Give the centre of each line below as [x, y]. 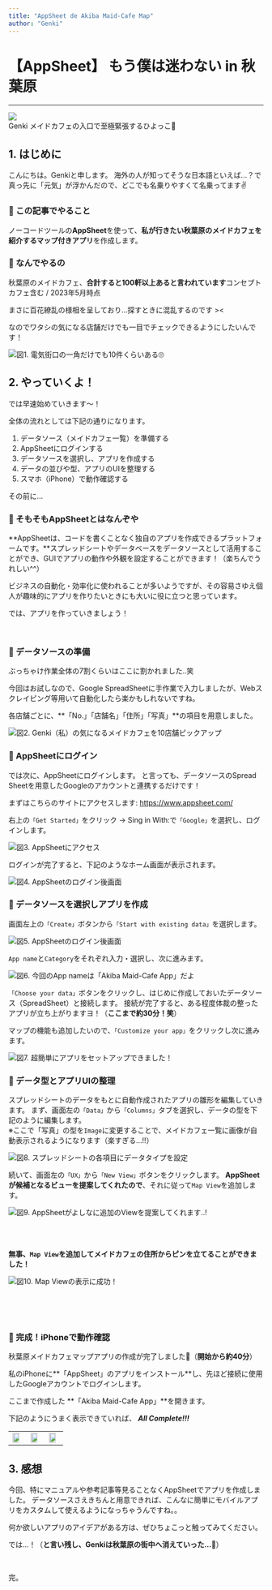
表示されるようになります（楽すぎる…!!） [84, 1141]
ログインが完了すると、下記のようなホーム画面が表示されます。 [114, 864]
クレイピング [30, 698]
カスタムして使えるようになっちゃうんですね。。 [102, 1510]
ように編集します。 [54, 1120]
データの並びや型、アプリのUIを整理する [87, 468]
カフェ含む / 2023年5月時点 [55, 292]
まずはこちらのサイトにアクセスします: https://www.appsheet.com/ [121, 802]
